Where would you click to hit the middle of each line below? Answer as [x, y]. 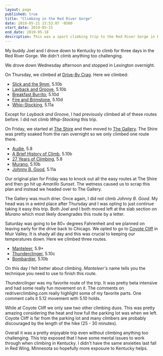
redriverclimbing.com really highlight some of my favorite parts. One [73, 293]
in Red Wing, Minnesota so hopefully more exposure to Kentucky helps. [76, 348]
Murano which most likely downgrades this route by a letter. [65, 214]
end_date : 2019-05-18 [27, 32]
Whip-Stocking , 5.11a [33, 105]
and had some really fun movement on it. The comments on [65, 288]
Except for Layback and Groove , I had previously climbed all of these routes [81, 114]
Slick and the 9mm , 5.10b [37, 84]
